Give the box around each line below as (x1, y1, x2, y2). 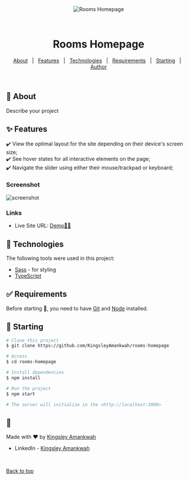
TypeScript (14, 272, 42, 279)
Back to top (6, 468, 34, 475)
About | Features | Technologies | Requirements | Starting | (13, 57, 181, 64)
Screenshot (6, 181, 40, 189)
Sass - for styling (14, 266, 56, 273)
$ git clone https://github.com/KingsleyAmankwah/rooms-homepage (6, 343, 169, 349)
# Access (6, 353, 28, 360)
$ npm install (6, 375, 41, 381)
